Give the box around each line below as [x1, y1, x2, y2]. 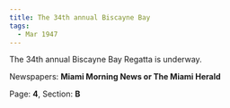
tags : [9, 21, 30, 30]
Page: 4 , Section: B [9, 88, 81, 99]
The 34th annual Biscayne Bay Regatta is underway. [9, 54, 202, 65]
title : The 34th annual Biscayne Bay [9, 12, 151, 22]
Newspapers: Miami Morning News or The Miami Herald [9, 71, 222, 82]
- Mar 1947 [17, 29, 58, 38]
